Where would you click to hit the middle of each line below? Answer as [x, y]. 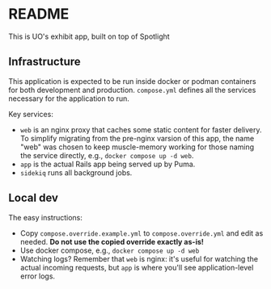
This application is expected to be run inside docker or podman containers [132, 81]
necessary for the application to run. [69, 98]
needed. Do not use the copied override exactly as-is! [112, 241]
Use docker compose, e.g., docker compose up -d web [110, 250]
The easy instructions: [46, 217]
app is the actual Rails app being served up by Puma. [108, 164]
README [39, 14]
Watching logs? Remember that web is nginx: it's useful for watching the [139, 258]
